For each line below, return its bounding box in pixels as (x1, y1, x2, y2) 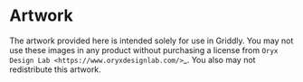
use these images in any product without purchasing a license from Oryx (9, 44, 279, 55)
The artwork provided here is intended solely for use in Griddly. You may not (9, 35, 294, 46)
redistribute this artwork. (9, 64, 101, 75)
